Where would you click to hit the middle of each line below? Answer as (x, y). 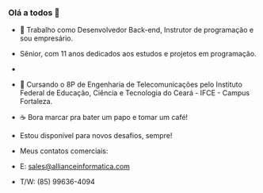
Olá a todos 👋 (34, 13)
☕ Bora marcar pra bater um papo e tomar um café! (104, 118)
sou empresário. (46, 38)
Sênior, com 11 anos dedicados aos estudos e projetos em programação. (138, 54)
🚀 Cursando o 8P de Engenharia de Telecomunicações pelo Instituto (131, 85)
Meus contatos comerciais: (64, 151)
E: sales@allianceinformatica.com (75, 167)
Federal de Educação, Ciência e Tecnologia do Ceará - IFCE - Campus (135, 93)
